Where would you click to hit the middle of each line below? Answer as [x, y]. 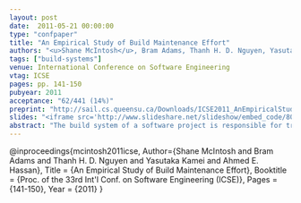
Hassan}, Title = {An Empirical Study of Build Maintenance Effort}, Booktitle [148, 170]
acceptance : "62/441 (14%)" [62, 101]
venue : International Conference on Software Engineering [120, 68]
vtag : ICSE [30, 76]
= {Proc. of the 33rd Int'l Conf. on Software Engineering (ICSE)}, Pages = [143, 179]
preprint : [28, 109]
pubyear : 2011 [36, 92]
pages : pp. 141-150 [46, 84]
